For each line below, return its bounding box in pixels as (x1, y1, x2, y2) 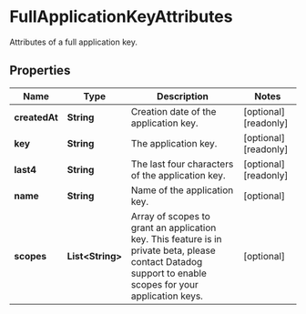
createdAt (14, 111, 59, 124)
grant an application (130, 221, 217, 234)
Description (156, 89, 209, 102)
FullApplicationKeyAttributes (9, 6, 233, 27)
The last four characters (130, 157, 234, 170)
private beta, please (130, 244, 216, 257)
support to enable (130, 267, 208, 279)
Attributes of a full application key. (9, 36, 138, 47)
